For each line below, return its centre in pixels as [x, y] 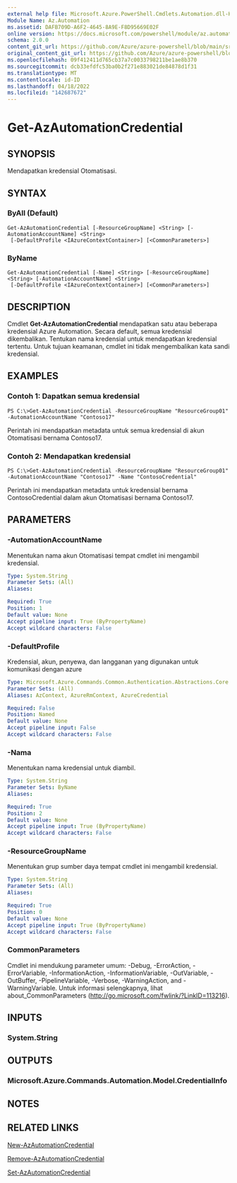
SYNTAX [27, 193]
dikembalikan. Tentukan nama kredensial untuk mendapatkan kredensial [112, 339]
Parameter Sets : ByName [42, 787]
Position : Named [31, 715]
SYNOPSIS [31, 154]
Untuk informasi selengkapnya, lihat [111, 988]
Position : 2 [25, 813]
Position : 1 [25, 608]
